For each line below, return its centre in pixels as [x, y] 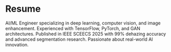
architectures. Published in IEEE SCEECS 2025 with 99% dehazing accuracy [86, 34]
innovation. [17, 44]
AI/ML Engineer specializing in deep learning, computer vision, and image [83, 23]
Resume [23, 9]
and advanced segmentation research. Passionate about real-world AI [79, 39]
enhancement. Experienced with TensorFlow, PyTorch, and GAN [73, 28]
